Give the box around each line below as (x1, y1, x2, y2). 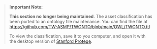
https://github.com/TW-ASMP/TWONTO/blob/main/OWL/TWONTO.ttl (9, 24, 150, 30)
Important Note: (9, 4, 43, 10)
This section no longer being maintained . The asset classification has (9, 14, 153, 19)
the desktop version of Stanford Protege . (9, 38, 93, 44)
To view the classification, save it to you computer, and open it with (9, 33, 146, 39)
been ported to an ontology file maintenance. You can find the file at (9, 19, 148, 24)
